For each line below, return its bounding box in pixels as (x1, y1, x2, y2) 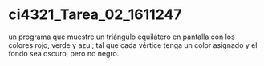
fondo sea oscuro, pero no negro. (8, 49, 120, 58)
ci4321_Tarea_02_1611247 (8, 6, 182, 24)
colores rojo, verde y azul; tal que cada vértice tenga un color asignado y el (8, 40, 258, 49)
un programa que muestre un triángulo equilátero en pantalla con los (8, 32, 235, 41)
